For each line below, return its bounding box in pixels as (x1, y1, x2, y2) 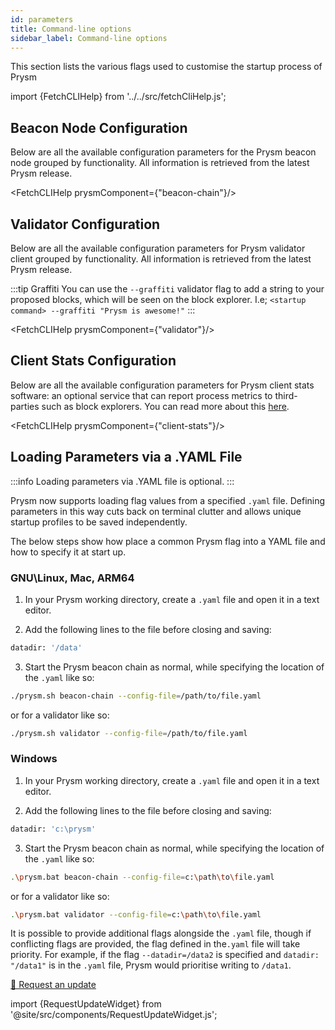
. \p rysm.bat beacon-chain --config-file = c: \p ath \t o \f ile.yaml (10, 872, 275, 882)
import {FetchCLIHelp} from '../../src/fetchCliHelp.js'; (10, 91, 227, 103)
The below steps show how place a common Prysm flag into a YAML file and (10, 535, 326, 547)
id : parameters (10, 14, 74, 25)
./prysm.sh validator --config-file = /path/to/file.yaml (10, 728, 248, 738)
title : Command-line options (10, 24, 132, 34)
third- (274, 389, 298, 401)
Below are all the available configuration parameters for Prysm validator (10, 242, 306, 254)
